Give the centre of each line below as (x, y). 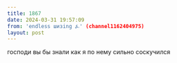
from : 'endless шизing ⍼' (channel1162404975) (76, 26)
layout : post (26, 33)
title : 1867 (24, 13)
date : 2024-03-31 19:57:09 (46, 20)
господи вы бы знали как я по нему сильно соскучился (89, 52)
